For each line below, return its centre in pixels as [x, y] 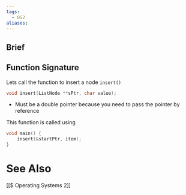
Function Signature [43, 67]
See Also [29, 169]
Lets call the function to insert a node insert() [64, 82]
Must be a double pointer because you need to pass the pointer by [97, 104]
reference [27, 111]
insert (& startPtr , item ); [49, 139]
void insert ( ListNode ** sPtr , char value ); [61, 93]
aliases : [17, 23]
